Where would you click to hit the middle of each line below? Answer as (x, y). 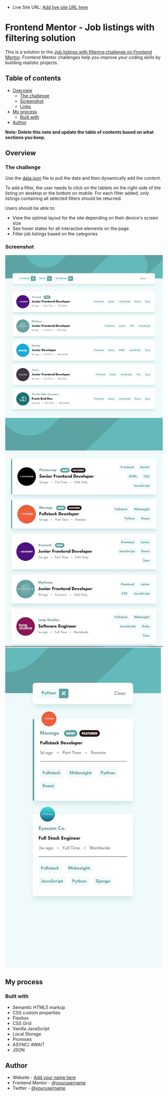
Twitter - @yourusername (39, 1088)
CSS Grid (22, 1023)
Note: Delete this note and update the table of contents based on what (79, 132)
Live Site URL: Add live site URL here (50, 7)
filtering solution (40, 38)
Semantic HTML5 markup (39, 1007)
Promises (22, 1039)
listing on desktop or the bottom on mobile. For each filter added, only (77, 193)
